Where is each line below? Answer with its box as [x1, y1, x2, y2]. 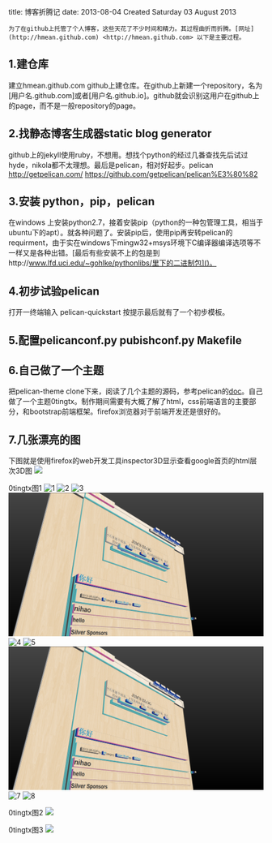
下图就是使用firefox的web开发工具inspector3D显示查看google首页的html [8, 456, 250, 466]
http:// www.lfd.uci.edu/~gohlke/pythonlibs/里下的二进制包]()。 [8, 258, 217, 268]
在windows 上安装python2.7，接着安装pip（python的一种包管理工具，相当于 [8, 217, 264, 227]
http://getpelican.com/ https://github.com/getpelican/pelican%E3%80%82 [8, 169, 258, 178]
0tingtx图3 [8, 825, 44, 835]
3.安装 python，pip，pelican [8, 195, 155, 209]
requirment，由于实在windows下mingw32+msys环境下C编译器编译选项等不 [8, 238, 261, 247]
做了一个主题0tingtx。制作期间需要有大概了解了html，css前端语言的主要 [8, 397, 249, 406]
